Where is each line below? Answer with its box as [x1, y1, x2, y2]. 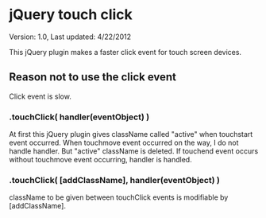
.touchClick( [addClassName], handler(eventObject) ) [9, 174, 221, 185]
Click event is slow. [9, 91, 72, 101]
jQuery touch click [9, 6, 133, 24]
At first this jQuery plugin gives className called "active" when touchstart [9, 130, 253, 139]
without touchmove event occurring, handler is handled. [9, 155, 193, 165]
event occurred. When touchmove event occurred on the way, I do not [9, 138, 239, 148]
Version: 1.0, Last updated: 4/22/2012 [9, 32, 132, 41]
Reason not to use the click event [9, 70, 177, 84]
